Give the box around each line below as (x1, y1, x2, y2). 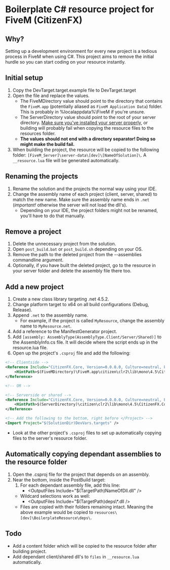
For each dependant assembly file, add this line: (20, 482, 120, 488)
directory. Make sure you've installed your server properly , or (20, 119, 148, 126)
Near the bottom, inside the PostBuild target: (12, 476, 106, 483)
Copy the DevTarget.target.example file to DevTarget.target (12, 87, 137, 93)
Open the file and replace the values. (12, 93, 90, 99)
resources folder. (20, 130, 56, 136)
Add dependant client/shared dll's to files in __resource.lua (12, 553, 139, 560)
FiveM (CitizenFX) (5, 14, 82, 26)
